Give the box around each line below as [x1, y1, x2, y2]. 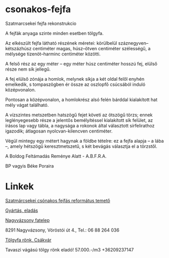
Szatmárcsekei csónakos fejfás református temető [5, 197, 111, 204]
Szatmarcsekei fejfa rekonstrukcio [5, 20, 77, 26]
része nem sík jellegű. [5, 66, 51, 72]
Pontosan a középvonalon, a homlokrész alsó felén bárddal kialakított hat [5, 96, 158, 103]
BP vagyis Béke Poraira [5, 163, 54, 169]
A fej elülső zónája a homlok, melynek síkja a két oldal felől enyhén [5, 76, 145, 82]
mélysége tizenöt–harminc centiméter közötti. [5, 51, 101, 57]
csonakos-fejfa [5, 4, 71, 15]
